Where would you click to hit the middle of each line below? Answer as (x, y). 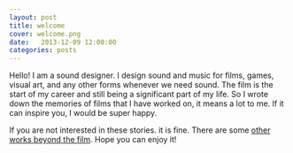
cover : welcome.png (45, 34)
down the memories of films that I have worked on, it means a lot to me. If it (147, 103)
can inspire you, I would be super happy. (83, 113)
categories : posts (43, 50)
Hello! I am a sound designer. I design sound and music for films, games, (142, 75)
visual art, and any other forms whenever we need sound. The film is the (141, 85)
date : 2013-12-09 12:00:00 (63, 42)
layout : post (33, 17)
